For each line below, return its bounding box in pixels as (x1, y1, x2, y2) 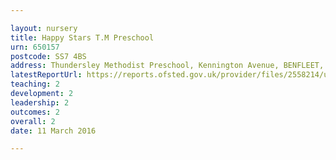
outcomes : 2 (10, 107, 60, 117)
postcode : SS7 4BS (10, 51, 87, 61)
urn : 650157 (10, 42, 60, 52)
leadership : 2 (10, 97, 70, 108)
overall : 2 (10, 116, 56, 126)
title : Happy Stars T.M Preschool (10, 32, 155, 43)
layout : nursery (10, 23, 78, 33)
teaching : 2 (10, 79, 60, 90)
